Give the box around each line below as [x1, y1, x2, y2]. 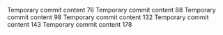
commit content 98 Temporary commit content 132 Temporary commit [7, 13, 209, 21]
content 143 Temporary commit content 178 [7, 21, 132, 28]
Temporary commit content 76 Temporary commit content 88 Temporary [7, 6, 216, 14]
